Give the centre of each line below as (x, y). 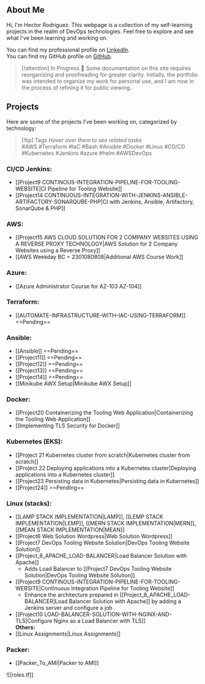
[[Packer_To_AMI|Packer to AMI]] (57, 663)
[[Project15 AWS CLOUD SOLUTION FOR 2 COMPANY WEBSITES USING (107, 238)
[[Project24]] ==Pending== (50, 487)
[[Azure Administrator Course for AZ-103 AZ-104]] (78, 286)
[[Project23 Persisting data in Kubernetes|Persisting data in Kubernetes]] (107, 481)
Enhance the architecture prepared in (71, 595)
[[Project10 (29, 614)
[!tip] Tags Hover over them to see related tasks (81, 140)
